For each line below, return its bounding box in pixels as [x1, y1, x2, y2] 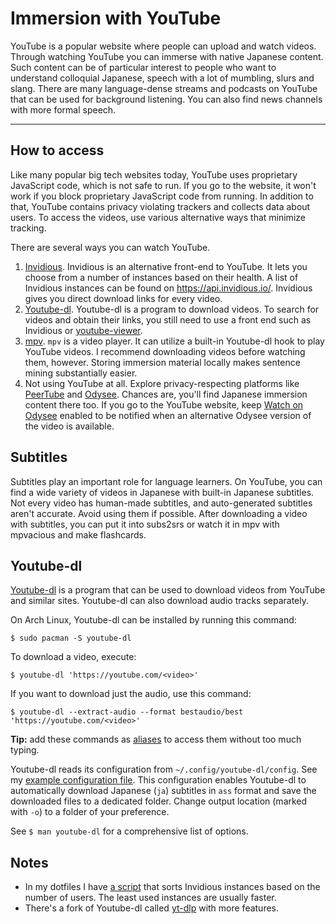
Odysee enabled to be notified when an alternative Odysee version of [24, 409, 312, 421]
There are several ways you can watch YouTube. [10, 241, 211, 253]
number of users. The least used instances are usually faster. [24, 892, 277, 904]
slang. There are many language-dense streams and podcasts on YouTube [10, 82, 318, 94]
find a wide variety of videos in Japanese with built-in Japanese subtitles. [10, 486, 315, 498]
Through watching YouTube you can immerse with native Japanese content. [10, 50, 324, 62]
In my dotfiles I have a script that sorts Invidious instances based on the [24, 881, 321, 893]
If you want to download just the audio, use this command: [10, 688, 252, 700]
